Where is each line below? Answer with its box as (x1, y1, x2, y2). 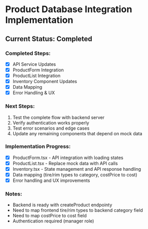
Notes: (5, 190, 22, 198)
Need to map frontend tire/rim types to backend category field (12, 207, 143, 213)
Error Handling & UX (12, 90, 55, 96)
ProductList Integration (12, 72, 61, 79)
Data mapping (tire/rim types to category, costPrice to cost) (12, 172, 138, 178)
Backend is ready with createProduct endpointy (12, 202, 113, 208)
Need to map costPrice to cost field (12, 213, 87, 219)
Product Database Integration (5, 4, 133, 15)
